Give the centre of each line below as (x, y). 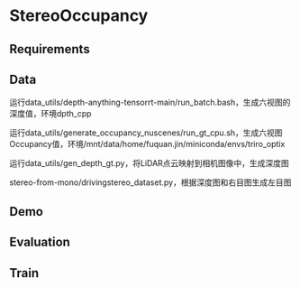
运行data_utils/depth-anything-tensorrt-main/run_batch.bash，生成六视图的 (150, 102)
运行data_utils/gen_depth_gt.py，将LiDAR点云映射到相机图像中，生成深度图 (150, 163)
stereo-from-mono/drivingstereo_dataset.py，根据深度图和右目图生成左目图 (150, 182)
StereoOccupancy (79, 16)
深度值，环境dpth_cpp (50, 114)
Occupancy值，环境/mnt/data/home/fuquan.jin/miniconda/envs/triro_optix (147, 144)
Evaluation (40, 242)
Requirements (50, 49)
